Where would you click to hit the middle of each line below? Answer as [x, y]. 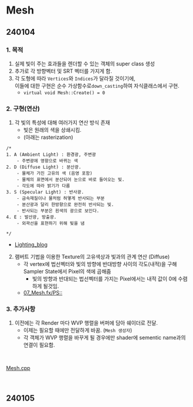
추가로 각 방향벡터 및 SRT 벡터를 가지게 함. [63, 71]
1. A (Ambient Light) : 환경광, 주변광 [51, 155]
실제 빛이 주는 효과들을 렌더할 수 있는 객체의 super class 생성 [85, 64]
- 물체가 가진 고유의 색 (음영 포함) [55, 174]
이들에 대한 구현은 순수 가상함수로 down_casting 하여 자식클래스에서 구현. [97, 85]
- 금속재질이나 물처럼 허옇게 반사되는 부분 [61, 199]
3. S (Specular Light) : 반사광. [45, 192]
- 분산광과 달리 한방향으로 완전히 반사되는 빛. [65, 205]
